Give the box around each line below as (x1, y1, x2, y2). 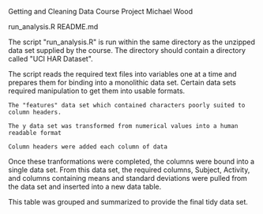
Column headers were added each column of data (8, 143, 168, 151)
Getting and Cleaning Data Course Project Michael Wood (8, 7, 193, 16)
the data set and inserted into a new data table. (8, 182, 162, 191)
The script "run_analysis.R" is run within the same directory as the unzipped (8, 37, 255, 47)
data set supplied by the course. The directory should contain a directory (8, 46, 246, 54)
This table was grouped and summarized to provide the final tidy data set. (8, 197, 249, 206)
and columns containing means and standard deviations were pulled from (8, 174, 247, 182)
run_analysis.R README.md (8, 22, 99, 31)
